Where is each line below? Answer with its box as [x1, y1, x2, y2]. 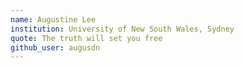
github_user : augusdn [10, 42, 101, 53]
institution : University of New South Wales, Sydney [10, 24, 235, 34]
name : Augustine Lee [10, 14, 97, 25]
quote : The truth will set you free [10, 33, 163, 43]
